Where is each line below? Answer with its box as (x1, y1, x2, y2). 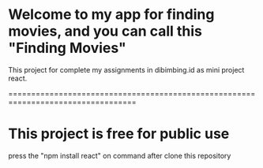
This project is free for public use (8, 125, 230, 143)
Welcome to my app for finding (8, 6, 215, 24)
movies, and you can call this (8, 22, 203, 40)
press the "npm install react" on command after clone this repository (8, 151, 231, 160)
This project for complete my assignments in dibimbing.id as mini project (8, 65, 245, 74)
